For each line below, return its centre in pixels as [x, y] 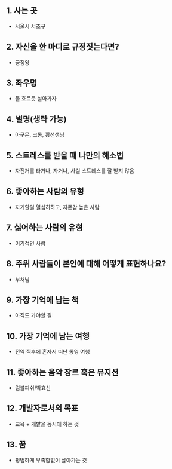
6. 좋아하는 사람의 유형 [45, 191]
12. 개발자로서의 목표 [42, 408]
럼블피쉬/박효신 [33, 388]
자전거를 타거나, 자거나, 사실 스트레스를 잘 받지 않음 [74, 171]
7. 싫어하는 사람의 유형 [44, 228]
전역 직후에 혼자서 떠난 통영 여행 [52, 352]
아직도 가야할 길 [33, 315]
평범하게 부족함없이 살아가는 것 [51, 460]
